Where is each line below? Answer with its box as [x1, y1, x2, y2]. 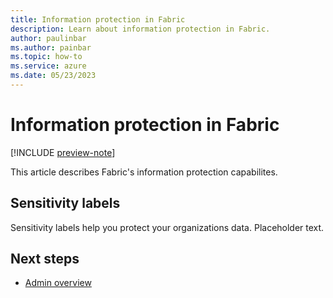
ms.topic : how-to [10, 52, 83, 62]
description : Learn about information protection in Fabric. [10, 24, 271, 34]
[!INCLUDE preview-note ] [10, 146, 116, 158]
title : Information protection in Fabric [10, 14, 186, 25]
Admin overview [24, 277, 92, 289]
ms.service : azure [10, 61, 87, 71]
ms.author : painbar [10, 42, 92, 53]
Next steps [10, 251, 80, 268]
